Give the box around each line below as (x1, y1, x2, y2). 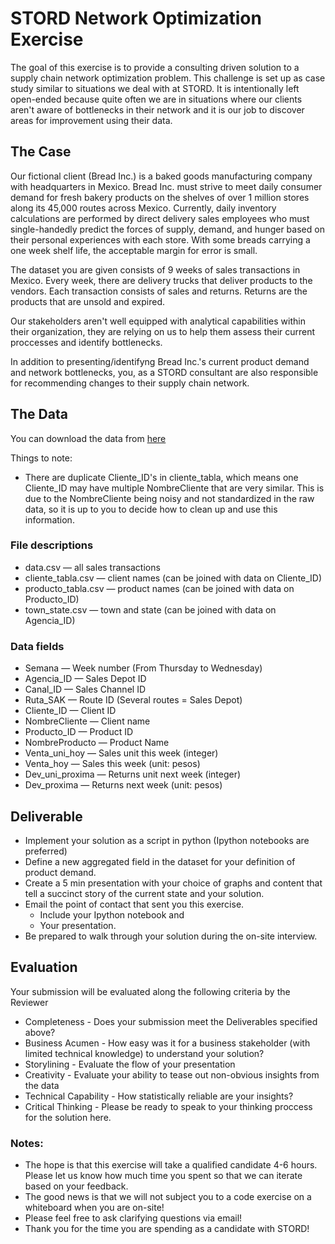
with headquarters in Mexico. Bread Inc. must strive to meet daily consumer (10, 180, 323, 192)
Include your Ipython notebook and (39, 908, 185, 921)
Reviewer (10, 996, 49, 1008)
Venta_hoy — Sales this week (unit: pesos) (24, 758, 201, 770)
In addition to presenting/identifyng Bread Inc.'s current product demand (10, 355, 310, 367)
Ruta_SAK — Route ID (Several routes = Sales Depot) (24, 694, 243, 706)
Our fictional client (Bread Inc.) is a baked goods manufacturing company (10, 170, 313, 182)
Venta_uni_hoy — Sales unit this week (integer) (24, 747, 219, 759)
